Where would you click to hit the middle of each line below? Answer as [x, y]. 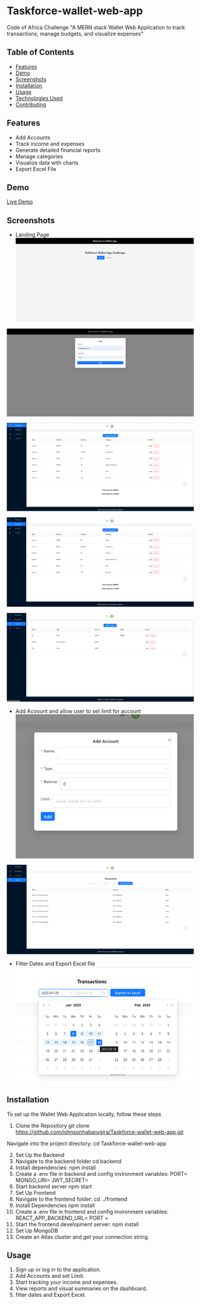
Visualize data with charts [47, 163]
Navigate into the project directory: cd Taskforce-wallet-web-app [87, 1143]
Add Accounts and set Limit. [50, 1276]
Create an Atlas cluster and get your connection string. [82, 1237]
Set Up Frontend [35, 1192]
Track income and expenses [50, 144]
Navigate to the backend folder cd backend [68, 1161]
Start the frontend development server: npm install [77, 1224]
